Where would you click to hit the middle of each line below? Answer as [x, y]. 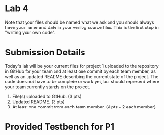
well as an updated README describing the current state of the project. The [82, 76]
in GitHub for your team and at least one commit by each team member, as [81, 71]
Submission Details [45, 53]
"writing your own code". [30, 32]
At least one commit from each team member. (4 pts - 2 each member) [84, 107]
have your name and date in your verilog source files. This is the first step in [82, 27]
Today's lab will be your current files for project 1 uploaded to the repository [82, 66]
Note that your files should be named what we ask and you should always [80, 22]
